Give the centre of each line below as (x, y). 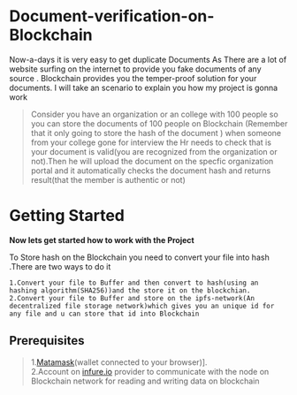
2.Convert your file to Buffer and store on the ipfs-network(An (132, 298)
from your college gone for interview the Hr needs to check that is (151, 142)
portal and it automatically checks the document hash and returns (151, 171)
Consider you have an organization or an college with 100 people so (154, 114)
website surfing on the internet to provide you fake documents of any (136, 69)
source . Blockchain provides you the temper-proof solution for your (133, 78)
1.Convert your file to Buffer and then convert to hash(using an (134, 283)
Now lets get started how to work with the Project (102, 239)
